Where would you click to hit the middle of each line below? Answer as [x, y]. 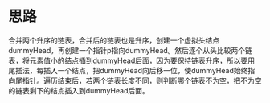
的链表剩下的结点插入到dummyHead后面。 [79, 90]
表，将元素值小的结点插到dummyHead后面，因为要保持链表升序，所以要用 [132, 60]
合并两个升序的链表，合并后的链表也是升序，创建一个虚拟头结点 [114, 40]
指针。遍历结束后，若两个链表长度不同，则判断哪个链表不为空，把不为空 [142, 80]
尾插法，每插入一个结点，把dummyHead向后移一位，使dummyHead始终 [128, 70]
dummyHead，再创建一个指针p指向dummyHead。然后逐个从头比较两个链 [131, 50]
